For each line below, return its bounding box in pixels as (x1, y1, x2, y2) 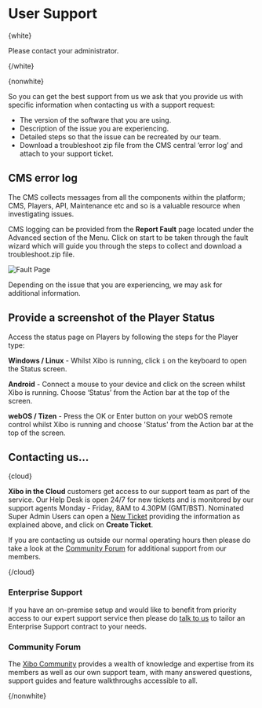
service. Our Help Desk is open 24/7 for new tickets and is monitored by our (8, 495, 254, 504)
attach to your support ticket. (19, 149, 114, 158)
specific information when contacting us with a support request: (8, 100, 216, 109)
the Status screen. (8, 363, 67, 374)
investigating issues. (8, 209, 75, 219)
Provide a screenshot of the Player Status (8, 312, 216, 325)
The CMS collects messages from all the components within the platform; (8, 192, 246, 201)
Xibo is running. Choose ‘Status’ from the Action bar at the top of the (8, 387, 230, 397)
